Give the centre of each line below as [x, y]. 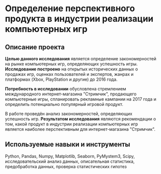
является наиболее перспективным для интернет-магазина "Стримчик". [80, 129]
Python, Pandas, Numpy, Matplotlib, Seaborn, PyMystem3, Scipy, [70, 156]
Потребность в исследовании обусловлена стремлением [66, 89]
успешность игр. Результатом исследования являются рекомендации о [80, 119]
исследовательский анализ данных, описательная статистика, [70, 161]
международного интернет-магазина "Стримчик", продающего [71, 94]
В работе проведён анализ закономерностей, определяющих [69, 114]
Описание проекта [35, 47]
